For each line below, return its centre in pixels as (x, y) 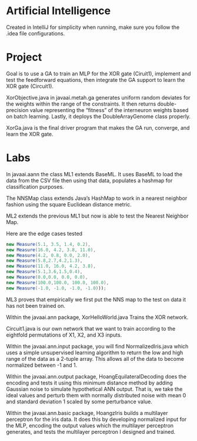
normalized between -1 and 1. (42, 365)
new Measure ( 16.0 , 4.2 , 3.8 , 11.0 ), (51, 250)
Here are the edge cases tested (44, 233)
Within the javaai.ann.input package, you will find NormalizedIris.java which (97, 346)
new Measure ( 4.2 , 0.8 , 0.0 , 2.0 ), (49, 255)
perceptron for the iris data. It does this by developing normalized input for (96, 419)
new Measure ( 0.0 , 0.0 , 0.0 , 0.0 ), (47, 277)
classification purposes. (35, 186)
